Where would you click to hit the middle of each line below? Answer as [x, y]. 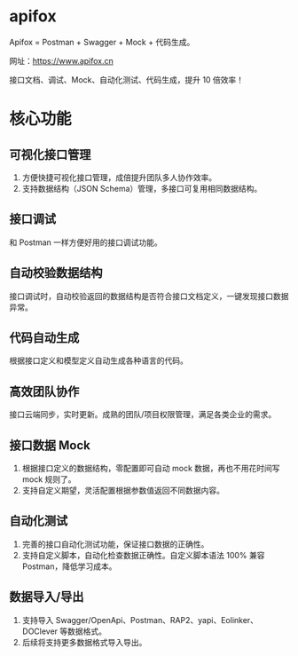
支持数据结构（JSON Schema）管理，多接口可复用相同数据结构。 [142, 188]
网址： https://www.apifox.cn [61, 60]
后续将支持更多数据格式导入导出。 [84, 642]
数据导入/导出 [47, 597]
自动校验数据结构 [56, 273]
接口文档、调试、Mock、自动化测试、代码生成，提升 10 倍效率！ [127, 79]
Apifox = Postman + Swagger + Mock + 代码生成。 [102, 42]
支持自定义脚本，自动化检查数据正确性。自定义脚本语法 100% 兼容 [143, 555]
